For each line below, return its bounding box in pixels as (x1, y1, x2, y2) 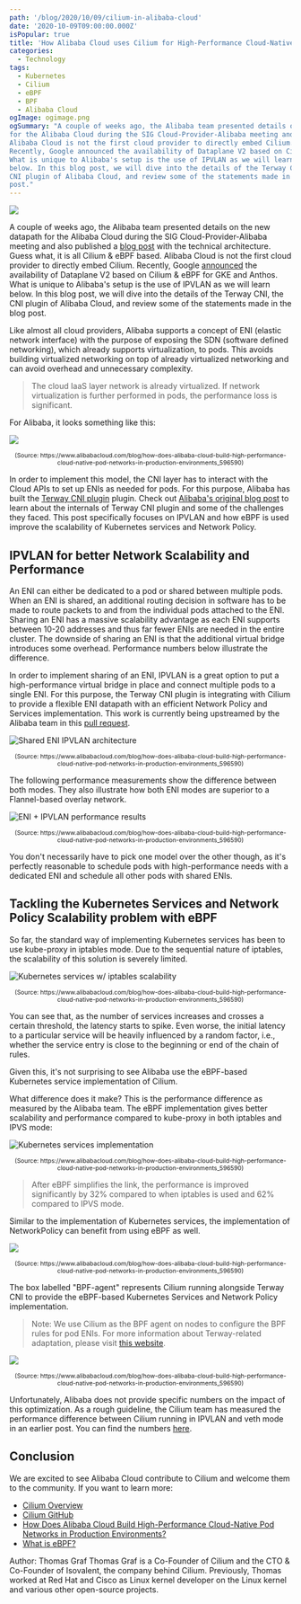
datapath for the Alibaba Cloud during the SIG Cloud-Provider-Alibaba (9, 231, 268, 243)
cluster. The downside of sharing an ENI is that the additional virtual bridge (9, 633, 285, 643)
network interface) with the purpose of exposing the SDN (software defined (9, 334, 289, 346)
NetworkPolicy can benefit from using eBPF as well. (9, 1225, 201, 1236)
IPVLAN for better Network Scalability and (9, 547, 250, 563)
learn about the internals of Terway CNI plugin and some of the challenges (9, 502, 285, 513)
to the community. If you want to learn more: (9, 1482, 173, 1493)
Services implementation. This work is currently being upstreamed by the (9, 707, 280, 719)
